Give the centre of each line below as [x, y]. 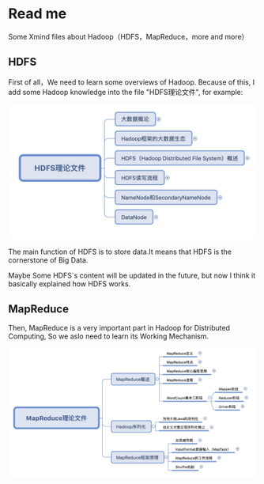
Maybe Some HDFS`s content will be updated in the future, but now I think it [132, 276]
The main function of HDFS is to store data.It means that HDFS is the [120, 252]
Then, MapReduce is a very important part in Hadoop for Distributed [119, 328]
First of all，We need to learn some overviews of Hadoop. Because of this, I [132, 82]
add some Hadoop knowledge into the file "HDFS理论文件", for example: [126, 92]
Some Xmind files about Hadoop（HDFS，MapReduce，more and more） [128, 36]
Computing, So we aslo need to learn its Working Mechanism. [109, 336]
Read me [38, 14]
